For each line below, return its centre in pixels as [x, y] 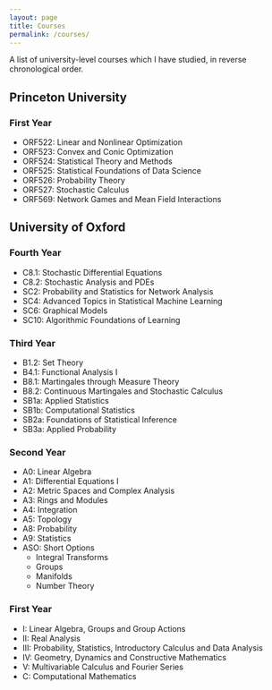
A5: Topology [47, 519]
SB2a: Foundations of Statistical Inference [99, 420]
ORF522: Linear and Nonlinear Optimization [102, 142]
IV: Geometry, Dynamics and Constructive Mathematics [124, 657]
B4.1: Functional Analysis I [70, 372]
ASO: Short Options [59, 548]
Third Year [33, 343]
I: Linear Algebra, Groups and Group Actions [104, 628]
